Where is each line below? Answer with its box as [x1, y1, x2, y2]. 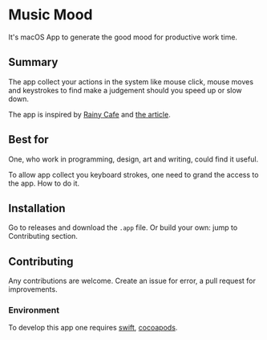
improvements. [8, 285, 58, 294]
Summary [8, 55, 59, 69]
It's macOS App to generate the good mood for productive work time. [8, 32, 238, 42]
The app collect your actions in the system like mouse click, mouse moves [8, 76, 254, 86]
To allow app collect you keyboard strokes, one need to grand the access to [8, 170, 259, 179]
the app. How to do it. [8, 178, 80, 188]
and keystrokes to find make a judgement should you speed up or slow [8, 85, 242, 95]
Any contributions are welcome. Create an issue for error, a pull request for [8, 276, 257, 286]
